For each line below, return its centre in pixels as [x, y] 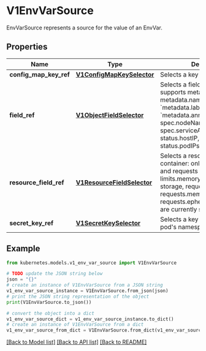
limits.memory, [181, 178]
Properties [27, 47]
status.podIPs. [181, 146]
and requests [179, 171]
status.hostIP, [180, 138]
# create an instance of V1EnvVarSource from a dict [75, 325]
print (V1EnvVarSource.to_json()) [49, 302]
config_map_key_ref [40, 74]
